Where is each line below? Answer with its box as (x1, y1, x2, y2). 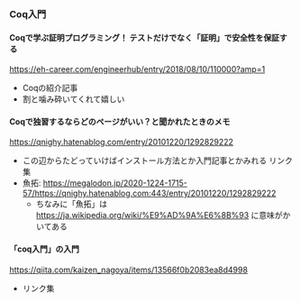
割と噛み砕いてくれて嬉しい (22, 94, 125, 105)
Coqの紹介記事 (22, 83, 78, 94)
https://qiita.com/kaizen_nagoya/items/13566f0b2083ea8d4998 (9, 264, 248, 275)
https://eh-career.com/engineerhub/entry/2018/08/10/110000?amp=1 (9, 64, 266, 75)
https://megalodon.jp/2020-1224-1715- (42, 178, 187, 188)
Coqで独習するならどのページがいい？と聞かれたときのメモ (9, 115, 231, 127)
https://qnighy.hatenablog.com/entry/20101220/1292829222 (9, 137, 234, 148)
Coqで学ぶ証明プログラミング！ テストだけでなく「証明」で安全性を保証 (9, 32, 280, 42)
